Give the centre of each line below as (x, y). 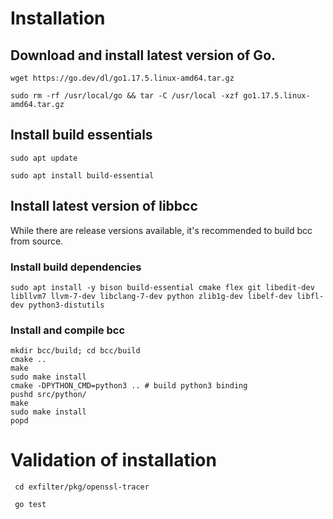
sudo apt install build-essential (82, 175)
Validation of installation (113, 460)
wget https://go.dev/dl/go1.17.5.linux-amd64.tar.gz (122, 78)
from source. (37, 241)
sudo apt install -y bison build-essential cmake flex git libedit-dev (162, 287)
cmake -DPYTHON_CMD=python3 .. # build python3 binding (129, 386)
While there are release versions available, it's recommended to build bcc (161, 230)
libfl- (310, 296)
